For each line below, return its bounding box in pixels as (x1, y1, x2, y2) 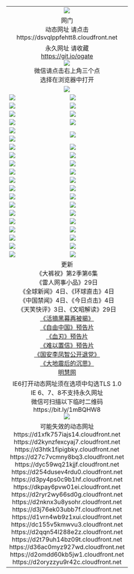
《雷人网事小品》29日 (36, 278, 98, 286)
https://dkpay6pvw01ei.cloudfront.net (13, 483, 121, 491)
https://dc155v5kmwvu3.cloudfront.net (11, 520, 123, 528)
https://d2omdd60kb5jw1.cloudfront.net (10, 550, 124, 558)
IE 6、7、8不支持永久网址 (31, 388, 103, 397)
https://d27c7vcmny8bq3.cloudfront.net (10, 453, 124, 461)
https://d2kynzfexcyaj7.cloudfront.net (14, 438, 121, 446)
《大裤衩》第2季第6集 (36, 269, 98, 277)
